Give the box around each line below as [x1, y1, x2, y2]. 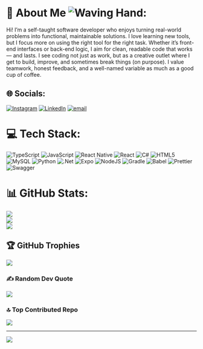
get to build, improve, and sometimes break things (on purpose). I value [6, 58, 184, 65]
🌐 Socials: [6, 88, 46, 99]
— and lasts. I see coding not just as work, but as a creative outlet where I [6, 51, 190, 59]
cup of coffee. [6, 71, 42, 78]
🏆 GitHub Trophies [6, 241, 80, 251]
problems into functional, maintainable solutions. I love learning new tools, [6, 32, 191, 39]
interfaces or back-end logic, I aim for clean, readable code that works [17, 45, 193, 53]
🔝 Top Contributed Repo [6, 305, 79, 314]
